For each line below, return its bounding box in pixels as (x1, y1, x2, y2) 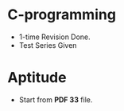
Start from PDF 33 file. (18, 94, 93, 105)
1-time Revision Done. (18, 32, 91, 42)
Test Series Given (18, 40, 77, 50)
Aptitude (7, 69, 67, 87)
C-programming (7, 6, 117, 24)
